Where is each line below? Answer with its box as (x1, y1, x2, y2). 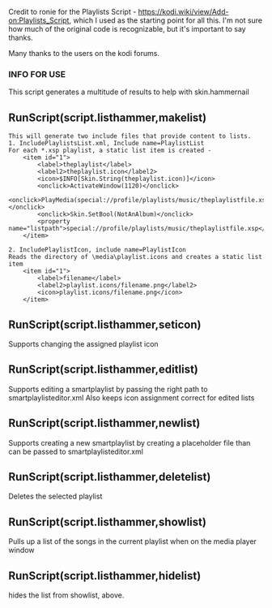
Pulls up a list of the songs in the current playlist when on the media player (8, 537, 257, 546)
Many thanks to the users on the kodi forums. (8, 49, 160, 58)
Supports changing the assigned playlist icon (8, 338, 159, 348)
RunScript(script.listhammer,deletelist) (8, 470, 211, 484)
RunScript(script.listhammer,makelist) (8, 110, 207, 124)
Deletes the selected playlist (8, 491, 103, 502)
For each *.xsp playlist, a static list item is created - (8, 146, 212, 155)
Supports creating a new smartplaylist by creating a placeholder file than (8, 438, 251, 447)
